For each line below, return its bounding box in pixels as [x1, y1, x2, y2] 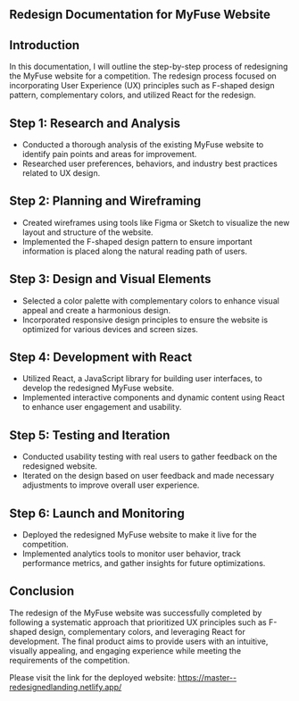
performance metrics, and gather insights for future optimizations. [21, 558, 266, 569]
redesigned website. [21, 461, 98, 472]
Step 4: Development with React [9, 350, 193, 365]
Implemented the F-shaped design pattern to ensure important [21, 236, 253, 246]
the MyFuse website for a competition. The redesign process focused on [9, 71, 277, 81]
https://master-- [177, 672, 237, 682]
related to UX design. [21, 168, 101, 179]
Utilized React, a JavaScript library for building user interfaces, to [21, 373, 263, 384]
